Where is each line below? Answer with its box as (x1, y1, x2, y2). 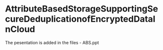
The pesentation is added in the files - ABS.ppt (5, 39, 99, 45)
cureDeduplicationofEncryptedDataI (5, 13, 156, 25)
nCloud (5, 24, 35, 35)
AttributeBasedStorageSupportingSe (5, 3, 159, 14)
